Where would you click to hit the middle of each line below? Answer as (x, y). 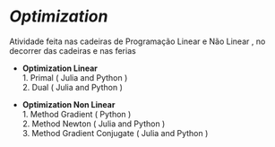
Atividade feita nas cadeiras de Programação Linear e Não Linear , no (137, 41)
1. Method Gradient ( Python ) (77, 114)
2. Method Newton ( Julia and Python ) (94, 124)
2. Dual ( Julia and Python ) (72, 87)
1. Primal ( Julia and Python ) (75, 77)
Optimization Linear (60, 68)
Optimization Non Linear (69, 104)
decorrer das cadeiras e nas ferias (73, 50)
